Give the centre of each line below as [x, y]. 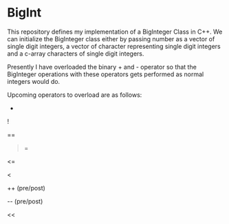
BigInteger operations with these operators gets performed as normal [106, 74]
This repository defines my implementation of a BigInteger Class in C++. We [115, 32]
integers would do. [34, 81]
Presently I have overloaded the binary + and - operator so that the [102, 67]
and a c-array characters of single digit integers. [76, 54]
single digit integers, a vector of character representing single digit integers [114, 46]
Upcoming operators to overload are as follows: [75, 95]
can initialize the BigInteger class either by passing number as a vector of [111, 38]
